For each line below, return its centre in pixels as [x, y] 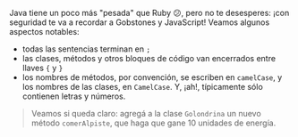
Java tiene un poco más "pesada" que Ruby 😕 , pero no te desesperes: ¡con [149, 13]
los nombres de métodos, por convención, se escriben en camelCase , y [152, 77]
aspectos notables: [44, 32]
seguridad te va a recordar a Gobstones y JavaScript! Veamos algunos [140, 22]
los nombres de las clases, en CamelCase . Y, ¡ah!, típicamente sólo [143, 87]
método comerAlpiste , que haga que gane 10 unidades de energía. [153, 123]
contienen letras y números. [74, 96]
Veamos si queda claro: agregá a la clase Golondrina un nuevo [146, 113]
